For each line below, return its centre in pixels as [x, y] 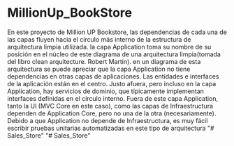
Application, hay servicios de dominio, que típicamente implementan [106, 91]
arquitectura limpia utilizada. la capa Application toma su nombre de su [109, 47]
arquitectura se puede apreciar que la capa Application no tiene [99, 69]
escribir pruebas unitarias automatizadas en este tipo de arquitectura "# [111, 128]
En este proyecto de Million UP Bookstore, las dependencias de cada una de [117, 32]
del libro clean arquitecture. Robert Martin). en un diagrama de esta [104, 61]
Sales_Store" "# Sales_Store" [49, 135]
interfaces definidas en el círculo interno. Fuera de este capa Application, [113, 98]
